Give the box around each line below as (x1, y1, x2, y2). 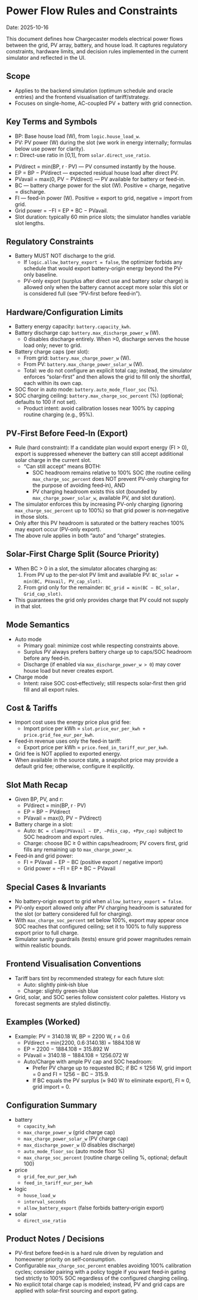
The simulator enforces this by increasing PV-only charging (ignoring (14, 500, 183, 508)
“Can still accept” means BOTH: (23, 463, 102, 470)
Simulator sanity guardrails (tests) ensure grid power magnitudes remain (14, 936, 191, 943)
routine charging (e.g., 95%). (23, 411, 95, 418)
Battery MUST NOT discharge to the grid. (14, 252, 115, 259)
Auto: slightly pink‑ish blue (23, 981, 89, 988)
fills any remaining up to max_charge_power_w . (23, 846, 133, 853)
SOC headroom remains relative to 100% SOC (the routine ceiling (32, 469, 191, 476)
